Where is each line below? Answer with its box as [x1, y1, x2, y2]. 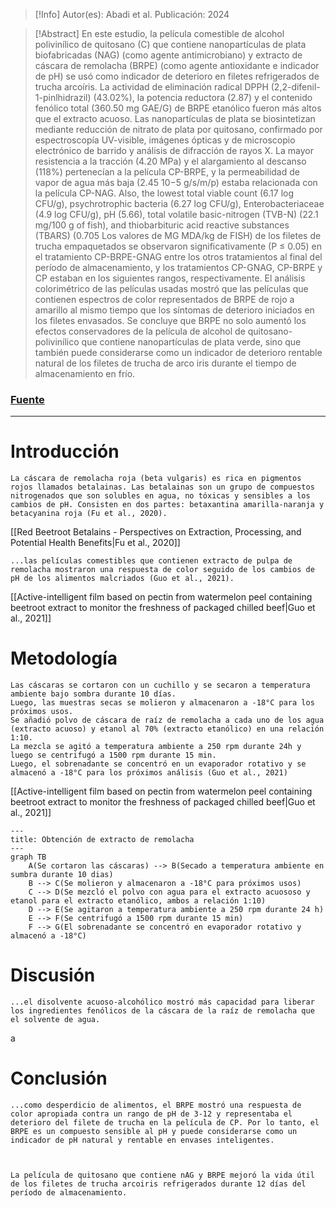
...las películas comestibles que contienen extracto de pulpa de [10, 556, 293, 566]
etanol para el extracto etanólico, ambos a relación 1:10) [10, 896, 267, 906]
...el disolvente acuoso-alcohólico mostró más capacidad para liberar [10, 997, 315, 1008]
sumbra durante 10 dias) [10, 870, 114, 880]
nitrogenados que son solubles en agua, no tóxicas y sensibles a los [10, 491, 311, 501]
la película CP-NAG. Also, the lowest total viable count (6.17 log [34, 187, 295, 199]
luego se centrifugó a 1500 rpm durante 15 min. [10, 750, 217, 761]
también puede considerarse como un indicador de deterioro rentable [34, 347, 323, 358]
